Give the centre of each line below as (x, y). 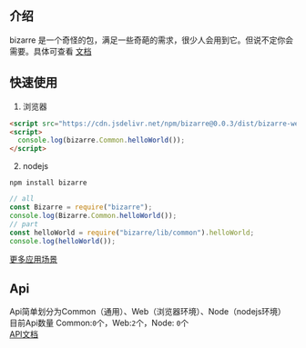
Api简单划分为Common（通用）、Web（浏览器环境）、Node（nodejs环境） (148, 312)
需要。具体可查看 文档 (51, 51)
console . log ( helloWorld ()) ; (63, 241)
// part (24, 224)
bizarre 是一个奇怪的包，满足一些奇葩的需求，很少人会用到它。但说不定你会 (152, 40)
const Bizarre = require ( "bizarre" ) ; (81, 207)
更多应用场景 (33, 259)
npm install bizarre (49, 183)
